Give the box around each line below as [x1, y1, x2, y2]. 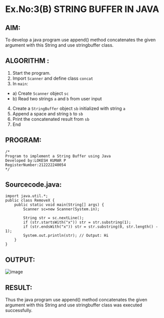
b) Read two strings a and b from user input [12, 95, 102, 101]
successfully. [5, 307, 33, 313]
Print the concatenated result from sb [12, 116, 89, 122]
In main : [12, 80, 29, 86]
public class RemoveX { [5, 198, 55, 203]
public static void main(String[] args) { [14, 202, 104, 208]
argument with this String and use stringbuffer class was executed [5, 302, 142, 308]
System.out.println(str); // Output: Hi [23, 233, 109, 238]
